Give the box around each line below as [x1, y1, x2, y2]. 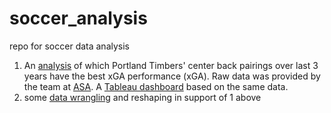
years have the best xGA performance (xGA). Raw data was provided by [23, 70, 321, 82]
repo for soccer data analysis [9, 40, 131, 52]
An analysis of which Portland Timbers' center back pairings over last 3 [23, 59, 319, 71]
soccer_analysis [9, 7, 148, 30]
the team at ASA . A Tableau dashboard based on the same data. [23, 80, 289, 92]
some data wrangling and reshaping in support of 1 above [23, 91, 262, 103]
